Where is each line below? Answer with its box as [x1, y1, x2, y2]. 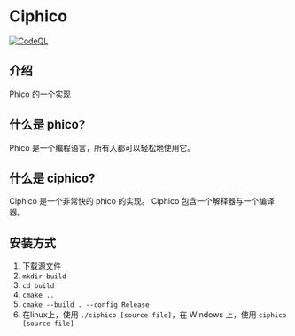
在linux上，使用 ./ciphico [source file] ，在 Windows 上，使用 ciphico [21, 309, 287, 320]
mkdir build [21, 272, 66, 281]
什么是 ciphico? [9, 170, 96, 185]
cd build [21, 282, 55, 291]
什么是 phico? [9, 117, 86, 132]
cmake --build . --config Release [21, 301, 150, 309]
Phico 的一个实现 [9, 89, 71, 99]
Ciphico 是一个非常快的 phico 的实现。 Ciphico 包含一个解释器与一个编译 [9, 196, 275, 207]
